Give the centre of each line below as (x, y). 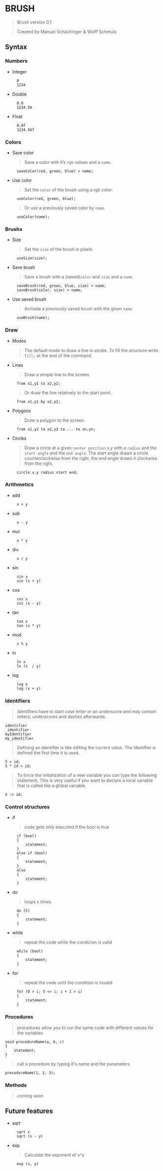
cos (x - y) (29, 603)
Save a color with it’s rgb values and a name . (68, 162)
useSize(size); (32, 258)
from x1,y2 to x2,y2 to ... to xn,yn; (56, 429)
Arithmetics (20, 484)
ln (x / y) (29, 666)
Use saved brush (29, 299)
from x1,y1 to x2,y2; (39, 383)
